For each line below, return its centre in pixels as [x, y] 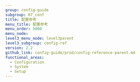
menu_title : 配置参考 [27, 24]
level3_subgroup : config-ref [36, 43]
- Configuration [27, 62]
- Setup [18, 72]
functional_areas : [25, 57]
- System [19, 67]
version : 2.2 [19, 48]
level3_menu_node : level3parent [39, 39]
